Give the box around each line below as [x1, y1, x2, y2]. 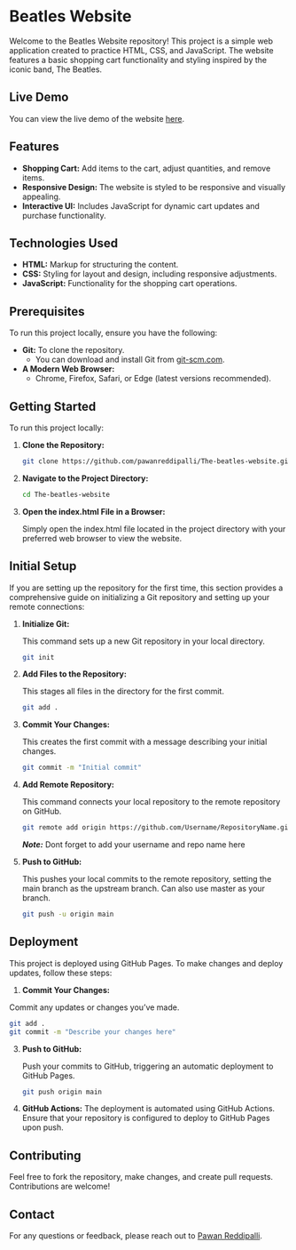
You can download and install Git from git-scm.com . [35, 354, 225, 365]
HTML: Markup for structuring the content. [21, 260, 179, 270]
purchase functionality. [21, 210, 106, 220]
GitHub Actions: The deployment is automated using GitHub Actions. [21, 1103, 276, 1114]
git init [21, 653, 55, 661]
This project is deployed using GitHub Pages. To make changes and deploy [9, 958, 284, 968]
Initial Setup [9, 558, 77, 574]
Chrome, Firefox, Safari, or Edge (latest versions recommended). [35, 373, 272, 384]
